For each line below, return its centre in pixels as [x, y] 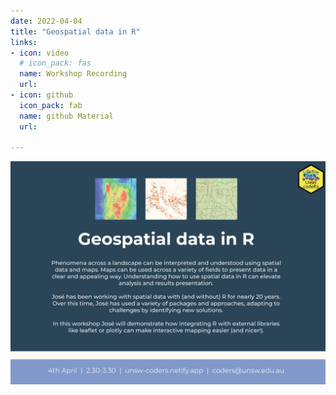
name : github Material [66, 116]
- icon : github [42, 95]
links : [24, 42]
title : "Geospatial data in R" [75, 31]
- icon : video [40, 53]
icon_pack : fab [51, 105]
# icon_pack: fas [55, 63]
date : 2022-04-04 [46, 21]
